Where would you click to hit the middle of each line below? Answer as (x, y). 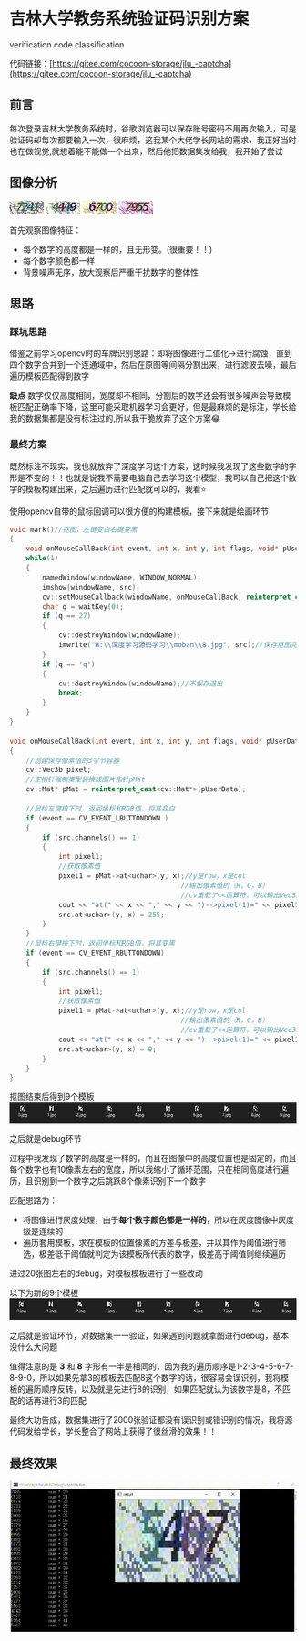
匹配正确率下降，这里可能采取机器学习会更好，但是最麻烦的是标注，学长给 (157, 407)
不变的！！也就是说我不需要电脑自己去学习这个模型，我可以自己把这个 (157, 477)
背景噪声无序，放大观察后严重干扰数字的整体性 (110, 272)
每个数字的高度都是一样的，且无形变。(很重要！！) (117, 249)
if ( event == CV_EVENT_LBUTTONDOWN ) (97, 818)
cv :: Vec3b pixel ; (59, 770)
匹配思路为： (33, 1200)
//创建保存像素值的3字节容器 (73, 760)
